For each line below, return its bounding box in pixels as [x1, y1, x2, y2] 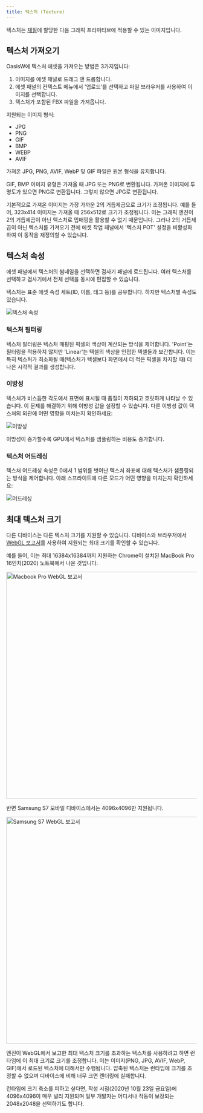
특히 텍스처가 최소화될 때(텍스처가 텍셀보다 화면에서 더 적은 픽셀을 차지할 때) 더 [6, 355, 192, 363]
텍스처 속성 [6, 250, 45, 261]
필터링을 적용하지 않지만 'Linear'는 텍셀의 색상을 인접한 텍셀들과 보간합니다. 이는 [6, 348, 196, 355]
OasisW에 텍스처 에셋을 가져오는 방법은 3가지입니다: [6, 63, 130, 70]
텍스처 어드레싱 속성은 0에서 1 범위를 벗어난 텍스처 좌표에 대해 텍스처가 [6, 467, 173, 474]
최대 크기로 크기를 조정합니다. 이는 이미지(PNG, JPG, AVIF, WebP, [28, 1057, 185, 1064]
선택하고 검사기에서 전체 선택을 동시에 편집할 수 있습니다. [6, 276, 140, 283]
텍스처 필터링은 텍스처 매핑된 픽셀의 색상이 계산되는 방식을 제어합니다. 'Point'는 [6, 340, 193, 348]
